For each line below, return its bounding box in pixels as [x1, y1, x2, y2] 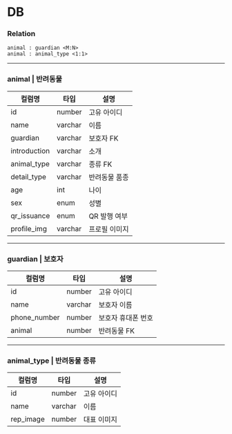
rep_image [10, 415, 45, 424]
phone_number [10, 313, 60, 323]
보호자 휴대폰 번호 [98, 313, 153, 323]
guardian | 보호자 [7, 254, 64, 264]
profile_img [10, 224, 47, 233]
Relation [7, 29, 36, 39]
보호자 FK [88, 133, 119, 143]
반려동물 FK [98, 326, 135, 336]
